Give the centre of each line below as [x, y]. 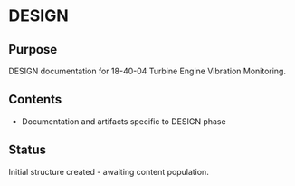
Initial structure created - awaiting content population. [109, 171]
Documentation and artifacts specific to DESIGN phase [124, 121]
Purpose [33, 49]
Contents [35, 99]
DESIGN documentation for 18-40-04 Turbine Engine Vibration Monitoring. [147, 71]
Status [28, 150]
